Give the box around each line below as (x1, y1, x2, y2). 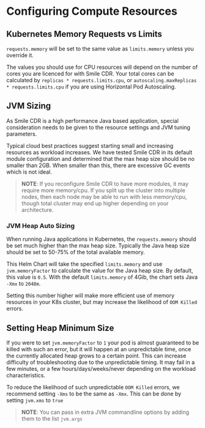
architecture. (21, 206, 54, 213)
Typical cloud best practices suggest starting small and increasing (6, 142, 174, 149)
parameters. (6, 130, 37, 138)
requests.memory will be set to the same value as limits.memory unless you (6, 45, 194, 52)
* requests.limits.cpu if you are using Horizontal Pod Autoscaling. (6, 83, 176, 90)
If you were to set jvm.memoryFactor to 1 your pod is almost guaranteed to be (6, 339, 199, 346)
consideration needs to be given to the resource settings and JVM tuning (6, 123, 191, 131)
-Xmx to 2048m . (6, 280, 41, 287)
